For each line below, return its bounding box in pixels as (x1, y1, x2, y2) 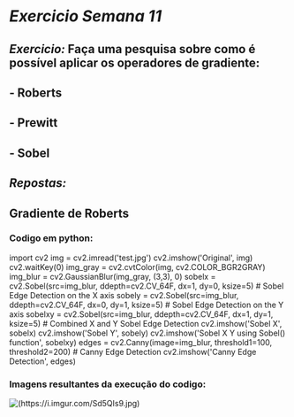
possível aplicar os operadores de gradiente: (9, 55, 260, 70)
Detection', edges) (9, 356, 77, 367)
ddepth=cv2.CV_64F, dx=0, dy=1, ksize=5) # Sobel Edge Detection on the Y (9, 299, 284, 310)
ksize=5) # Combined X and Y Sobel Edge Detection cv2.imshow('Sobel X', (9, 318, 283, 328)
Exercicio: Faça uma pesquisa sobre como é (9, 42, 256, 57)
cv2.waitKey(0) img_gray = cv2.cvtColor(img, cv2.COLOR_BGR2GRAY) (9, 261, 267, 272)
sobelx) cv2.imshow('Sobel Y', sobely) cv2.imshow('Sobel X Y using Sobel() (9, 328, 286, 338)
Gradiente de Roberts (9, 205, 130, 220)
